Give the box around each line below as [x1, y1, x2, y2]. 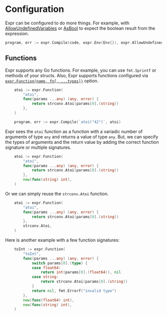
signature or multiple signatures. [5, 144, 72, 150]
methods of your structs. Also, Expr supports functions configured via [5, 72, 148, 78]
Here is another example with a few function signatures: [5, 237, 120, 243]
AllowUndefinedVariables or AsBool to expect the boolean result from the [5, 25, 156, 31]
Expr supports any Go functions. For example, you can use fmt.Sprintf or [5, 67, 157, 73]
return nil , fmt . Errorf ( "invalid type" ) [31, 288, 117, 293]
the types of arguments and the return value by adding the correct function [5, 139, 159, 145]
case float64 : [31, 265, 61, 270]
